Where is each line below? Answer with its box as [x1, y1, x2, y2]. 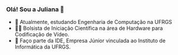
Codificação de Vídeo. [14, 31, 70, 38]
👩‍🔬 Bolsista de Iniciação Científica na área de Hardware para [14, 25, 163, 32]
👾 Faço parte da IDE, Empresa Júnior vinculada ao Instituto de [14, 37, 166, 44]
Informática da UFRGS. [14, 43, 71, 50]
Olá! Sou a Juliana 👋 [6, 5, 64, 13]
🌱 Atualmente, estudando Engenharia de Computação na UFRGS [14, 19, 173, 26]
